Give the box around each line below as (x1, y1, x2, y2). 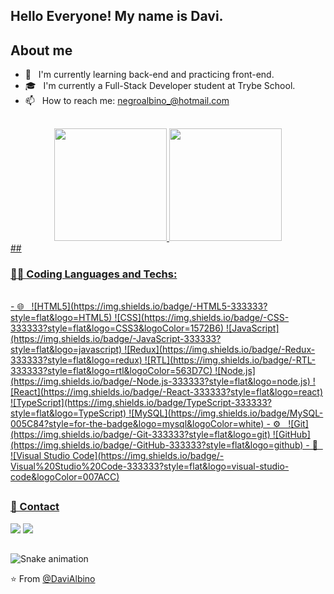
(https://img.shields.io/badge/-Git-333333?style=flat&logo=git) (10, 428, 271, 440)
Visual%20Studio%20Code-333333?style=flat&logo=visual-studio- (10, 460, 290, 472)
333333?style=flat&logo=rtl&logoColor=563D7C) (10, 364, 213, 376)
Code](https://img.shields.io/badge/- (72, 449, 225, 461)
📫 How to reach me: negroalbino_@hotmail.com (24, 95, 230, 107)
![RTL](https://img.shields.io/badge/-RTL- (144, 354, 316, 366)
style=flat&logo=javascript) (10, 343, 123, 355)
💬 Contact (10, 500, 60, 514)
